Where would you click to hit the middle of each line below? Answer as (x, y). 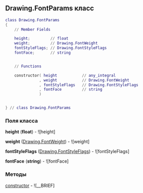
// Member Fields (32, 29)
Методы (16, 174)
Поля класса (22, 121)
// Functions (28, 66)
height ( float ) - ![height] (30, 132)
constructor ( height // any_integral (65, 75)
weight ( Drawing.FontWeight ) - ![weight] (47, 142)
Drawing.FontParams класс (50, 8)
